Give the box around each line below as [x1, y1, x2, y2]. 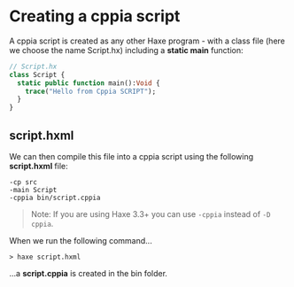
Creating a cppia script [9, 6, 181, 27]
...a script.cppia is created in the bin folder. [9, 268, 168, 278]
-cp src [9, 178, 38, 187]
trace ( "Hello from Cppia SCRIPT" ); [25, 87, 157, 96]
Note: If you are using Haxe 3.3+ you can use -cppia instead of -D [30, 209, 271, 219]
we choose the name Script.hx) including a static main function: [9, 44, 244, 55]
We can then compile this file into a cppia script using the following [9, 151, 254, 161]
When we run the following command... [9, 236, 152, 245]
